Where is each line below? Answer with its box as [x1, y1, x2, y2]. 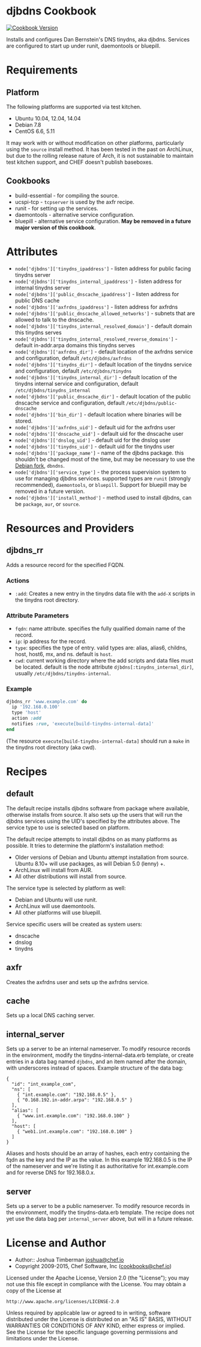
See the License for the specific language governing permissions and [6, 1328, 178, 1336]
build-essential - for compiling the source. [14, 191, 119, 199]
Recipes [6, 765, 47, 779]
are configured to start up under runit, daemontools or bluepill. [6, 42, 161, 49]
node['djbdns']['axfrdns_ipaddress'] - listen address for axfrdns [14, 303, 178, 311]
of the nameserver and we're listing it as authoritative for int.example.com [6, 1163, 189, 1170]
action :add [11, 715, 42, 722]
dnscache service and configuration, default [14, 399, 125, 406]
